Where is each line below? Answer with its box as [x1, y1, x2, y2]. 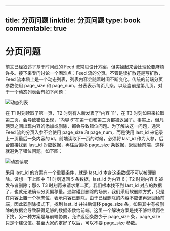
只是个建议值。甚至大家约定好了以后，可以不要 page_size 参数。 [5, 220, 140, 226]
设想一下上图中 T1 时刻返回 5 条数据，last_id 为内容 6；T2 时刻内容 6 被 [14, 176, 163, 182]
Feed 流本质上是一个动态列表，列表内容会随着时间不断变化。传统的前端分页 [5, 76, 163, 82]
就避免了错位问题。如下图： [5, 148, 63, 154]
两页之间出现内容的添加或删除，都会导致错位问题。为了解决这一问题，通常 [5, 123, 160, 129]
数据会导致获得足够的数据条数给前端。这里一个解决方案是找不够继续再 [14, 207, 160, 213]
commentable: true [5, 24, 67, 33]
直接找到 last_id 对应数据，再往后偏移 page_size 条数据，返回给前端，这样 [9, 142, 164, 148]
